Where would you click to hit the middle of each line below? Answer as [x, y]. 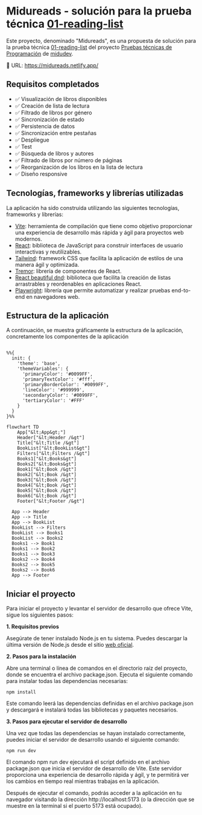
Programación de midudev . [40, 53]
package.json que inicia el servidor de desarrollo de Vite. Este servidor [94, 768]
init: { [21, 358]
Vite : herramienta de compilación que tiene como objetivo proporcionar [104, 226]
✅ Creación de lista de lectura [52, 106]
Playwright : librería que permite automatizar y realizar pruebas [93, 290]
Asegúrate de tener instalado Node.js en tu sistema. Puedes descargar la [97, 638]
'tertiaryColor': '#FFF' [53, 401]
